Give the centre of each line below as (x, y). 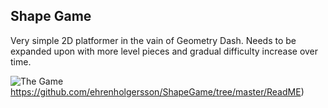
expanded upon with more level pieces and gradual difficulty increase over (164, 51)
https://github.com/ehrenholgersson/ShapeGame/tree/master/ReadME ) (157, 91)
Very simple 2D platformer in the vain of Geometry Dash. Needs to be (153, 40)
